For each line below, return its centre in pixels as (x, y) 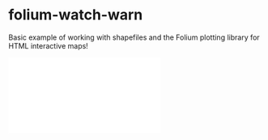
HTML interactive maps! (49, 45)
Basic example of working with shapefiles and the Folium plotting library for (134, 37)
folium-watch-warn (76, 15)
